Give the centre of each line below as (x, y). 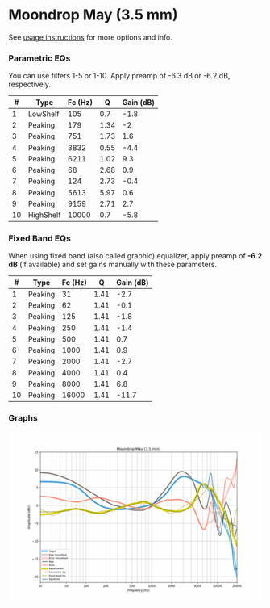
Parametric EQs (39, 58)
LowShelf (44, 114)
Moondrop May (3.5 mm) (93, 15)
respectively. (29, 84)
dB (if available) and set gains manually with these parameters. (113, 265)
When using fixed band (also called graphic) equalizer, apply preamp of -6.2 (135, 256)
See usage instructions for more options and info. (91, 37)
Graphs (23, 418)
